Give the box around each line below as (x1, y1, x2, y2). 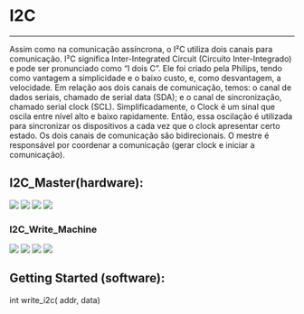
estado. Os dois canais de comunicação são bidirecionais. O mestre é (9, 130, 270, 141)
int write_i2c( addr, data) (9, 294, 101, 305)
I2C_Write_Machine (9, 223, 98, 235)
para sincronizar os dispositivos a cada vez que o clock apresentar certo (9, 120, 280, 131)
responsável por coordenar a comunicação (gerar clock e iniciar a (9, 139, 255, 150)
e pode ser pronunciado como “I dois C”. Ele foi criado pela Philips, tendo (9, 62, 283, 73)
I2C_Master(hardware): (9, 175, 144, 190)
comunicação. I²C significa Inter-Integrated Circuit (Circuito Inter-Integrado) (9, 53, 292, 64)
